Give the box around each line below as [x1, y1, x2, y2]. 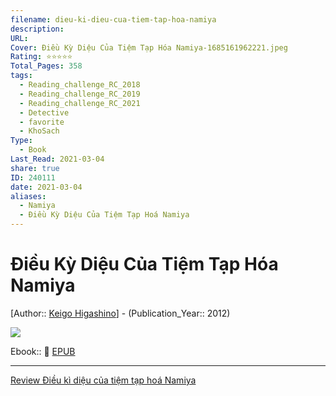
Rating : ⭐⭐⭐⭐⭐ [10, 52, 73, 62]
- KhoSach [19, 126, 60, 136]
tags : [10, 71, 33, 81]
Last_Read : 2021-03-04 [10, 154, 105, 164]
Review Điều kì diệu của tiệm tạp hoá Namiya [10, 374, 197, 386]
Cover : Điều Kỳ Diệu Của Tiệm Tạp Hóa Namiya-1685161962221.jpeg [10, 42, 288, 53]
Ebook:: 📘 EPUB [10, 345, 76, 357]
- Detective [19, 107, 70, 118]
